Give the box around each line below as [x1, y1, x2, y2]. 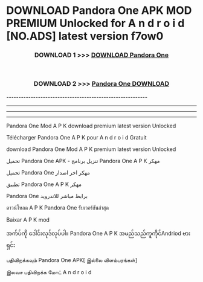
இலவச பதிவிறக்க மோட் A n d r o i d [6, 268, 92, 275]
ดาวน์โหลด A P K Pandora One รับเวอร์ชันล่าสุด [6, 203, 109, 211]
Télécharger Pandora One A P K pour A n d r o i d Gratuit [6, 133, 147, 141]
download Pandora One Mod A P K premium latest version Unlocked [6, 146, 176, 153]
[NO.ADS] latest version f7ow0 [6, 30, 164, 43]
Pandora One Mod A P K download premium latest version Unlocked [6, 122, 176, 129]
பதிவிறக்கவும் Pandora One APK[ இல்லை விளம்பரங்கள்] [6, 256, 138, 263]
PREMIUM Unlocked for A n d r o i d [6, 16, 185, 30]
